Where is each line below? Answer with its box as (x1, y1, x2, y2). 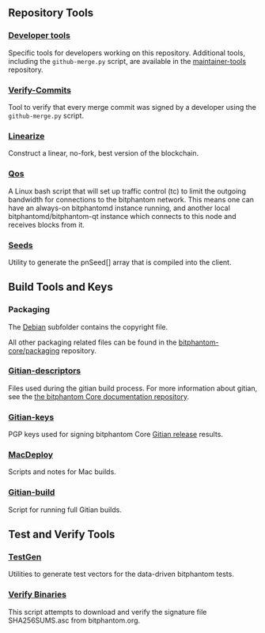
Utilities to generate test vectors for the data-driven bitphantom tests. (8, 569, 235, 579)
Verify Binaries (8, 589, 67, 600)
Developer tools (8, 30, 71, 41)
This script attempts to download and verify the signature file (8, 607, 207, 616)
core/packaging (8, 345, 60, 355)
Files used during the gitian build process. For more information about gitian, (8, 383, 258, 393)
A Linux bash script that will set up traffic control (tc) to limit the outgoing (8, 186, 247, 196)
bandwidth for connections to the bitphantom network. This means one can (8, 194, 255, 204)
